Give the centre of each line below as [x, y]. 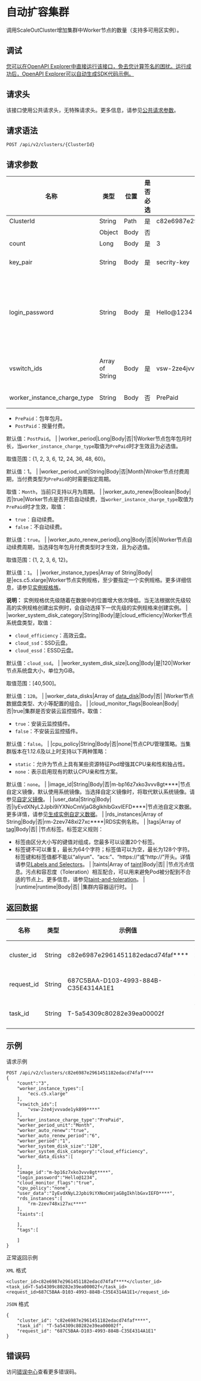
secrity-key [173, 262]
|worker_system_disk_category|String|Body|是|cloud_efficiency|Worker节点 [99, 615]
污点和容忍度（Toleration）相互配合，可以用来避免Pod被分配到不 [106, 872]
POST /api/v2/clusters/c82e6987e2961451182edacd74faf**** [80, 1073]
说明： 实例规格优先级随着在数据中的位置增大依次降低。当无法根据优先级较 [99, 600]
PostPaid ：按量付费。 [42, 426]
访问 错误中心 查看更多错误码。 [43, 1371]
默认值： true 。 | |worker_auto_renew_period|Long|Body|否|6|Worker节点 [97, 540]
